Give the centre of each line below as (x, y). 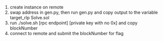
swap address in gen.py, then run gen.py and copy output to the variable (84, 12)
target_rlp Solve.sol (29, 18)
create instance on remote (37, 7)
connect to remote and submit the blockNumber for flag (67, 33)
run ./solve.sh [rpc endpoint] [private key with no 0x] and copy (74, 23)
